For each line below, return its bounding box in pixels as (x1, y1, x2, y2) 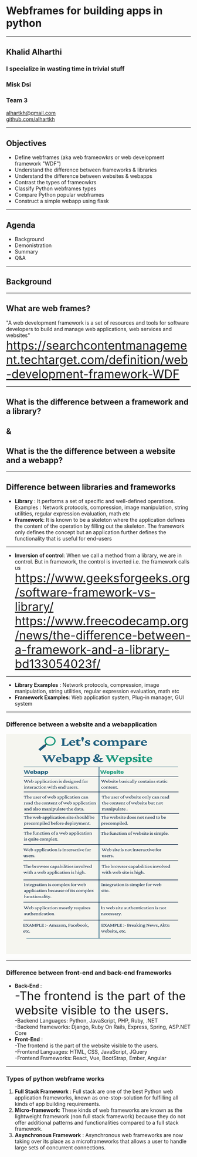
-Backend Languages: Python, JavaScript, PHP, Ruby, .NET (14, 1017, 158, 1024)
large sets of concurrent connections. (14, 1144, 106, 1151)
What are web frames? (6, 303, 91, 313)
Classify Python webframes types (14, 185, 97, 192)
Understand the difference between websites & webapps (14, 173, 152, 180)
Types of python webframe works (6, 1074, 104, 1082)
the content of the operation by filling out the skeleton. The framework (14, 522, 185, 529)
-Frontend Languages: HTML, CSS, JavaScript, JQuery (14, 1048, 148, 1055)
